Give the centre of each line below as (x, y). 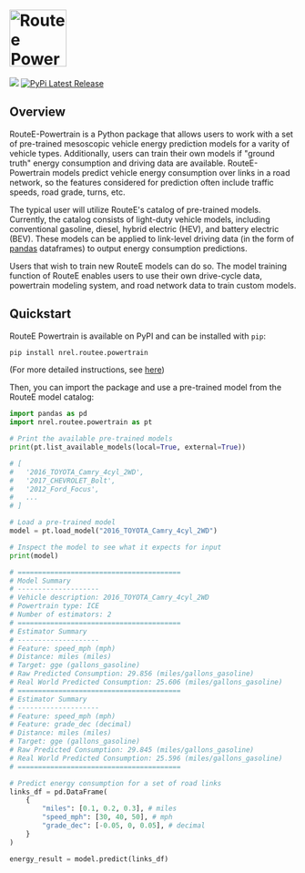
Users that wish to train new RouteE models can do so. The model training (148, 266)
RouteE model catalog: (52, 397)
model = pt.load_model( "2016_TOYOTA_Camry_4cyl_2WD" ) (114, 531)
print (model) (34, 555)
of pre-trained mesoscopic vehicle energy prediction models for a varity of (149, 143)
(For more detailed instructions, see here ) (87, 370)
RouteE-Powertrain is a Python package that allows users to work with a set (152, 134)
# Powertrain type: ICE (55, 606)
